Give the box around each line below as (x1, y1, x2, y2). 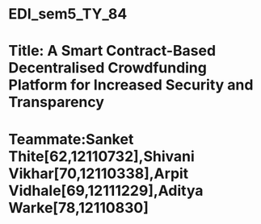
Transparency (8, 93, 105, 111)
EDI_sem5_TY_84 (8, 5, 128, 23)
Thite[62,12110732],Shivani (8, 147, 196, 165)
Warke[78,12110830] (8, 198, 149, 217)
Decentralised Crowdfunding (8, 59, 208, 77)
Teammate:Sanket (8, 130, 134, 148)
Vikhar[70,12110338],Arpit (8, 164, 189, 182)
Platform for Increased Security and (8, 76, 254, 94)
